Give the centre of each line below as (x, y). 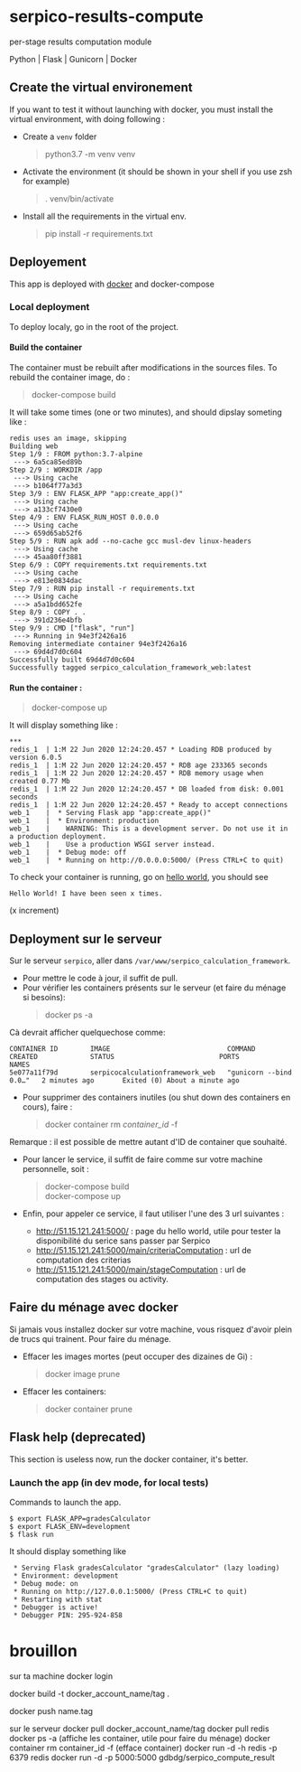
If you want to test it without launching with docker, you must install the (141, 109)
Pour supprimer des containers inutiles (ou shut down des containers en (156, 1097)
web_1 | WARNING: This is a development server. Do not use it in (149, 829)
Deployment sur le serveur (86, 938)
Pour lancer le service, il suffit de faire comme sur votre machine (142, 1159)
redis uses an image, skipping (68, 439)
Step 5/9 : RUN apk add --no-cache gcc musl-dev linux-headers (131, 541)
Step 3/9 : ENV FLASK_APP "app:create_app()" (96, 494)
